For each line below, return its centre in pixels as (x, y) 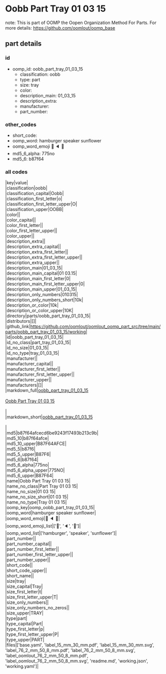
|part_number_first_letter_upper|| (39, 555)
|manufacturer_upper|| (28, 380)
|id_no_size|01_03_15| (27, 348)
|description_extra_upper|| (32, 263)
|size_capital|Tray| (24, 586)
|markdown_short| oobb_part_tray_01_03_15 (49, 417)
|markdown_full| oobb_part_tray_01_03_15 (47, 390)
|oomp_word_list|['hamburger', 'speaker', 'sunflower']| (61, 533)
